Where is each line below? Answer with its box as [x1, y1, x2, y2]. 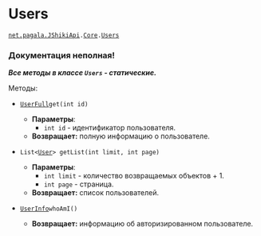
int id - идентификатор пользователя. [43, 123, 176, 133]
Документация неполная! [8, 50, 116, 61]
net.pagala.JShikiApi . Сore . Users [8, 31, 120, 39]
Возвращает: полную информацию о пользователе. [31, 131, 210, 141]
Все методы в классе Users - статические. [8, 68, 157, 78]
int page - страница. [43, 179, 114, 189]
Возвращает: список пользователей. [31, 188, 160, 198]
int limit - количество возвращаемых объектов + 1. [43, 171, 225, 181]
